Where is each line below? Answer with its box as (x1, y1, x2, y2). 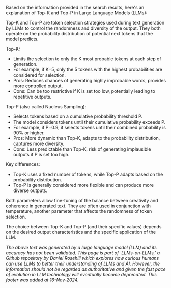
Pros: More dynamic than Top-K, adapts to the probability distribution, (13, 135, 160, 141)
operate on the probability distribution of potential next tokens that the (6, 31, 153, 36)
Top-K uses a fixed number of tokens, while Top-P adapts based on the (13, 171, 163, 177)
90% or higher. (13, 130, 45, 136)
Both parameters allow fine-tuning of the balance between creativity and (6, 198, 158, 203)
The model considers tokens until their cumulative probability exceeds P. (13, 119, 166, 125)
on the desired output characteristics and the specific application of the (6, 229, 156, 235)
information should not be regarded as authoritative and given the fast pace (6, 266, 166, 272)
